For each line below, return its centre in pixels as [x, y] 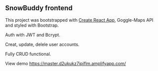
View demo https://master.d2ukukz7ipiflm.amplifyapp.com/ [66, 63]
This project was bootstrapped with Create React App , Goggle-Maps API [79, 20]
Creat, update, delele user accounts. [42, 44]
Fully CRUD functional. [28, 54]
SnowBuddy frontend [39, 8]
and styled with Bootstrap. [32, 25]
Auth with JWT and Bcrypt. [33, 35]
